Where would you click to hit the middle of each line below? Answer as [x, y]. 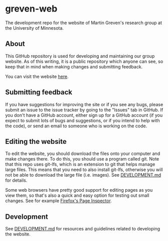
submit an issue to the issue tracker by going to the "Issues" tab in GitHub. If [84, 110]
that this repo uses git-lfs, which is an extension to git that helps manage [80, 165]
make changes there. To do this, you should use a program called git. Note [82, 159]
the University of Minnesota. [35, 28]
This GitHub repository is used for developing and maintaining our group [80, 56]
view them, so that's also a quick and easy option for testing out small [77, 195]
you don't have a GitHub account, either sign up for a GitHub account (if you [84, 115]
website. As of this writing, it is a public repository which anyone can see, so [84, 61]
